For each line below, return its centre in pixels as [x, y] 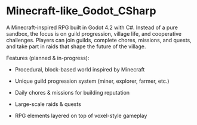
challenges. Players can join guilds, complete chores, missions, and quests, [99, 40]
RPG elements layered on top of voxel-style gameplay [81, 115]
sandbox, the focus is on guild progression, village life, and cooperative [94, 33]
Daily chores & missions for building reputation [72, 92]
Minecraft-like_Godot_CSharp [81, 11]
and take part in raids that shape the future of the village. [76, 46]
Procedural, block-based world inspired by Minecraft [80, 69]
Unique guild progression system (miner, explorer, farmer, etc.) [92, 81]
